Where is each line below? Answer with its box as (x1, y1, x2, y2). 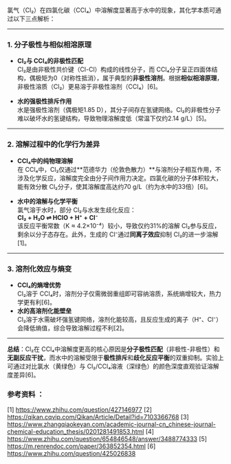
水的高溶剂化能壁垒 (16, 307, 72, 315)
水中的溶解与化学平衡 (16, 197, 78, 205)
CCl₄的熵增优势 (16, 280, 62, 289)
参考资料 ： (7, 389, 45, 399)
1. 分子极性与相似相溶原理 (7, 40, 91, 49)
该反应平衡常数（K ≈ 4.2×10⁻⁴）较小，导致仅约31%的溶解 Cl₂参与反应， (16, 221, 221, 230)
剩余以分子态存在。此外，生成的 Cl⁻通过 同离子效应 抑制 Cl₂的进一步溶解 (16, 230, 219, 239)
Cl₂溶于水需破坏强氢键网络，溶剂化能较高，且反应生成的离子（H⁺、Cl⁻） (16, 315, 222, 323)
